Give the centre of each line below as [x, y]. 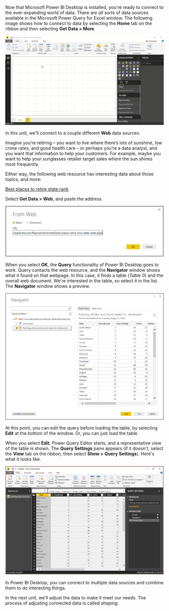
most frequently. [22, 164]
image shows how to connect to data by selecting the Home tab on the [79, 23]
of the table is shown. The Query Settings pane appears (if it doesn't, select [84, 449]
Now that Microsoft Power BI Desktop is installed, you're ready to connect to [84, 7]
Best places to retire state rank [37, 189]
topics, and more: [23, 179]
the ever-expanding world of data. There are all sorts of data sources [77, 13]
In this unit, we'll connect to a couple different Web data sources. [73, 133]
